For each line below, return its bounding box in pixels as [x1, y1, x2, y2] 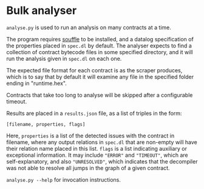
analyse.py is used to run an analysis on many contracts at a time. [6, 24, 171, 31]
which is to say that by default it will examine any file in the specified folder [6, 73, 194, 80]
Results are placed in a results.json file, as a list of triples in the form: [6, 109, 182, 117]
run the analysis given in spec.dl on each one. [6, 55, 122, 62]
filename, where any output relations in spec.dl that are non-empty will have [6, 138, 197, 146]
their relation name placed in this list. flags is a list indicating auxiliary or [6, 145, 187, 152]
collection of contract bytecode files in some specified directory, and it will [6, 48, 193, 55]
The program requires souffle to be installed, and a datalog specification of [6, 35, 194, 43]
